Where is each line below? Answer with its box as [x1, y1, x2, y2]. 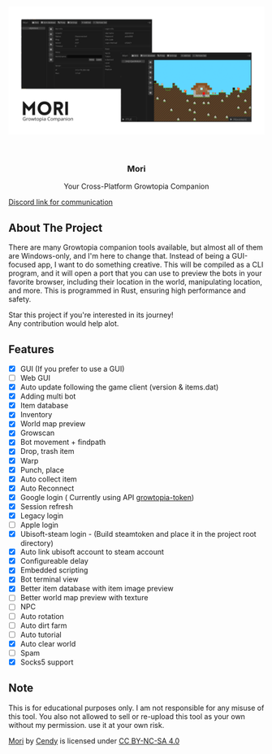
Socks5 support [19, 657, 74, 667]
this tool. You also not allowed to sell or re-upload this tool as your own [8, 711, 246, 721]
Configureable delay [19, 556, 89, 566]
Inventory [19, 410, 53, 420]
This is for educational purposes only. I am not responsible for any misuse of [8, 703, 265, 713]
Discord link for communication [8, 198, 114, 207]
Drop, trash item [19, 447, 75, 456]
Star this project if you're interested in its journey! [8, 310, 174, 320]
